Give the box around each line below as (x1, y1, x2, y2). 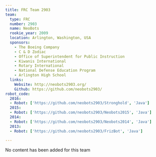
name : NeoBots (10, 26, 39, 31)
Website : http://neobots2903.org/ (14, 82, 87, 87)
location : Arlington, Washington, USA (10, 36, 92, 41)
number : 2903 (10, 21, 37, 27)
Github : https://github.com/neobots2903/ (14, 86, 102, 92)
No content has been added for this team (5, 147, 91, 153)
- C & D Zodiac (14, 49, 46, 54)
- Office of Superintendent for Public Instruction (14, 54, 125, 59)
